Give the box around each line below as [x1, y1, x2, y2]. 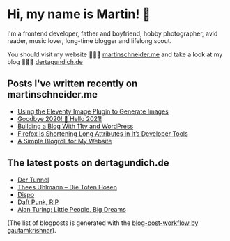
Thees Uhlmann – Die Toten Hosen [17, 182, 117, 191]
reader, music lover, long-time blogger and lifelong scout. [7, 36, 172, 45]
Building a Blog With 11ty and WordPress [17, 122, 134, 130]
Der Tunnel [17, 176, 49, 184]
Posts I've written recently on [7, 78, 138, 90]
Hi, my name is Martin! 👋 [7, 6, 151, 22]
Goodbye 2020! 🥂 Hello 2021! [17, 114, 102, 123]
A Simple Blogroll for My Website [17, 137, 112, 145]
